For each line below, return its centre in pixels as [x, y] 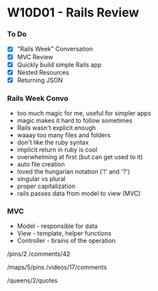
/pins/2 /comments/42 [39, 254]
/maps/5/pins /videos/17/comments [57, 267]
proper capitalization [46, 186]
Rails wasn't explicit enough [56, 128]
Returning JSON [40, 80]
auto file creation [41, 164]
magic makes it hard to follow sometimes [75, 121]
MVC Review [35, 57]
